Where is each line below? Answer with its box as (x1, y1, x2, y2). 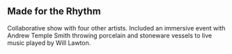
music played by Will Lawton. (7, 38, 91, 47)
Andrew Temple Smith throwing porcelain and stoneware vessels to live (7, 31, 212, 39)
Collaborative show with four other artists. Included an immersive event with (7, 24, 226, 32)
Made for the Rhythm (7, 6, 101, 17)
